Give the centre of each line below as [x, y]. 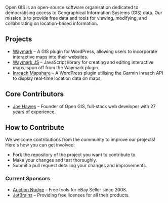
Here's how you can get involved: [40, 145]
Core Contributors [35, 94]
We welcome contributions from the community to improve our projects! [80, 140]
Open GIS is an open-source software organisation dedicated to [72, 7]
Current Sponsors [28, 179]
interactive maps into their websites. [50, 57]
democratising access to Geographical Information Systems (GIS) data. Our [84, 13]
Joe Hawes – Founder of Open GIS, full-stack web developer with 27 [84, 106]
